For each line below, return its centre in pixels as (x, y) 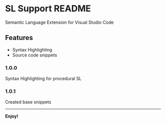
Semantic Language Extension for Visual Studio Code (60, 22)
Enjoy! (12, 116)
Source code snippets (35, 55)
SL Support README (48, 9)
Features (19, 38)
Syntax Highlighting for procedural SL (43, 79)
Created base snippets (28, 102)
